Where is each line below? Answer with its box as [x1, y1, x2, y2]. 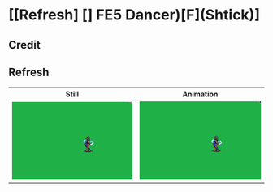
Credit [8, 38, 41, 52]
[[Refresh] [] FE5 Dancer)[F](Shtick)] [8, 6, 260, 24]
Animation [182, 89, 219, 99]
